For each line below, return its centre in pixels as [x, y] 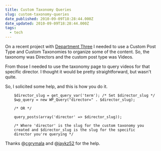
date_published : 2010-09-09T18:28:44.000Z [49, 19]
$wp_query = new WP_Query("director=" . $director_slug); [75, 100]
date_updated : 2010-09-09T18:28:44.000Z [47, 23]
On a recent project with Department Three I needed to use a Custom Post [80, 46]
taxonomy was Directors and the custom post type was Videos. [69, 57]
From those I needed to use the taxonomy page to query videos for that [78, 66]
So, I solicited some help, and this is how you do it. [56, 86]
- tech [16, 32]
